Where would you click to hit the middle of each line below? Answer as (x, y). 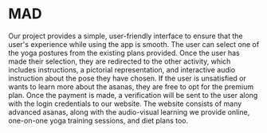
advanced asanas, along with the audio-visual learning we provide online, (129, 111)
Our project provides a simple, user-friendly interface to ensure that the (126, 36)
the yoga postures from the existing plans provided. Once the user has (124, 53)
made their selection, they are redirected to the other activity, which (120, 61)
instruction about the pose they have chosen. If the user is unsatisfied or (128, 78)
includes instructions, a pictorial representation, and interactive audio (122, 69)
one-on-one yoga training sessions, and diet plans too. (98, 120)
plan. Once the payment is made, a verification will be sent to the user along (133, 95)
